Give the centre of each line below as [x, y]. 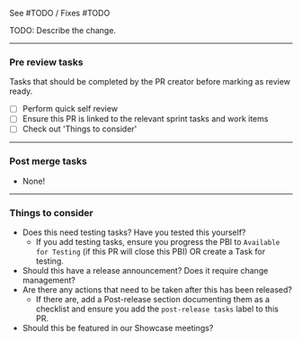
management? [49, 280]
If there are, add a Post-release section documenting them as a [153, 300]
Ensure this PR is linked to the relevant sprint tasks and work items [145, 119]
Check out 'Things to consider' [80, 129]
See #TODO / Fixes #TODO [60, 13]
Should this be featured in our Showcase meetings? [118, 328]
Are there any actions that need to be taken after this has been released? [157, 290]
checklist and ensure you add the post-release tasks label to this [157, 309]
